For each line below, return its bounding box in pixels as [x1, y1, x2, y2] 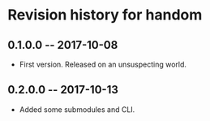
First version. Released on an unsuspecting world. [19, 59, 187, 69]
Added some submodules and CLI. [19, 104, 135, 115]
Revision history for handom [7, 6, 203, 24]
